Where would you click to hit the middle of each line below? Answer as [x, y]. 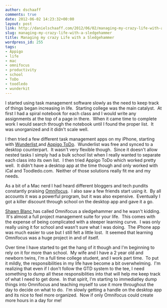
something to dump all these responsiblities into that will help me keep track [83, 274]
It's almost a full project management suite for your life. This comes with [81, 216]
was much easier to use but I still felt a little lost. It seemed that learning [79, 232]
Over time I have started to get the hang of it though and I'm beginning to [80, 247]
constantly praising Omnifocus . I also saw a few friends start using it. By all [83, 191]
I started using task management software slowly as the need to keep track [82, 103]
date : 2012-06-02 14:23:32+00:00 [40, 19]
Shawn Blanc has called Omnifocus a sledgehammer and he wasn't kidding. [83, 211]
